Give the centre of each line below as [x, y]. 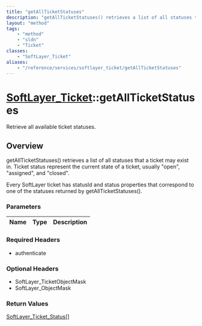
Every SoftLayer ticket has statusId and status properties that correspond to [100, 185]
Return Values [27, 303]
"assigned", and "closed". [38, 173]
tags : [13, 29]
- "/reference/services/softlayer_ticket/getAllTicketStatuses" [99, 68]
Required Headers [33, 240]
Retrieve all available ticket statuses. [51, 127]
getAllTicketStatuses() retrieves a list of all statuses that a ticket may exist [98, 161]
